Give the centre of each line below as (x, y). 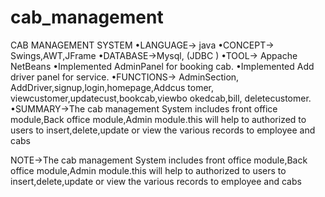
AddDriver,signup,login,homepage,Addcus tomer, (112, 87)
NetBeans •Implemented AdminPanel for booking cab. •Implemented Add (162, 66)
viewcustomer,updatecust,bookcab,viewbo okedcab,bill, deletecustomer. (161, 98)
